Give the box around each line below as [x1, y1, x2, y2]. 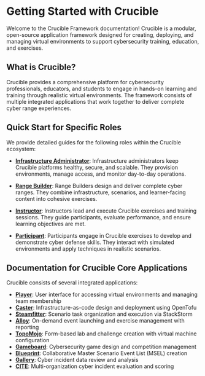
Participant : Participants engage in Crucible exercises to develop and [15, 232, 191, 239]
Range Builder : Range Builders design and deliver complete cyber [15, 182, 183, 189]
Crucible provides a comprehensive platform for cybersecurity [6, 78, 164, 85]
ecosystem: [6, 145, 36, 152]
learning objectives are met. [15, 220, 86, 227]
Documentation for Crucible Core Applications [6, 262, 188, 273]
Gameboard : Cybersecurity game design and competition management [15, 343, 196, 351]
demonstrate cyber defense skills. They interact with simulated [15, 238, 175, 246]
